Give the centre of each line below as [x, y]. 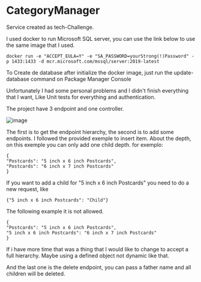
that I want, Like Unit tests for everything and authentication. [81, 97]
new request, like [28, 189]
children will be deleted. [36, 274]
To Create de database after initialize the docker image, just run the [89, 72]
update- [184, 72]
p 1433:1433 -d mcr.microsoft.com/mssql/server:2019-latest [83, 61]
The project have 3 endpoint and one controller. [65, 108]
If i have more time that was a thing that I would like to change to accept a [97, 249]
